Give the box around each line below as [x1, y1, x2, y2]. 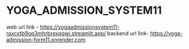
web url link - [6, 23, 39, 30]
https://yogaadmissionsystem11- [40, 23, 120, 30]
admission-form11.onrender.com [6, 36, 86, 43]
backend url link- [107, 29, 149, 36]
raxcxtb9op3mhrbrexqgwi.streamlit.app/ [6, 29, 106, 36]
